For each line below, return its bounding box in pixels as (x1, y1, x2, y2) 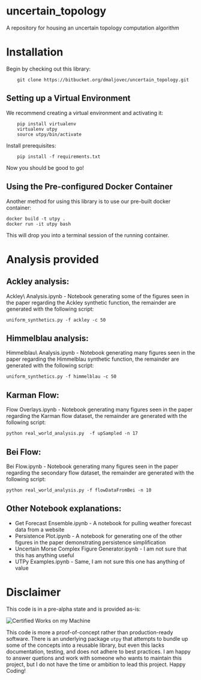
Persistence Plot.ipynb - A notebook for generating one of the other (14, 532, 182, 540)
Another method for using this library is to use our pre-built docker (6, 198, 171, 205)
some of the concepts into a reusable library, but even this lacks (6, 641, 165, 649)
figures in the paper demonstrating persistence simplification (14, 538, 166, 546)
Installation (6, 45, 64, 59)
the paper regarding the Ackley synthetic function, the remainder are (6, 299, 176, 306)
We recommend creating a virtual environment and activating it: (6, 109, 164, 116)
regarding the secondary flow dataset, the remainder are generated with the (6, 469, 194, 476)
